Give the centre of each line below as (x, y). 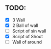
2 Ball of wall (25, 25)
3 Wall (19, 20)
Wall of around (27, 42)
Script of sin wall (29, 31)
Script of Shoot (27, 37)
